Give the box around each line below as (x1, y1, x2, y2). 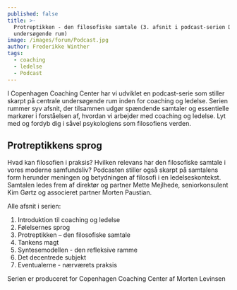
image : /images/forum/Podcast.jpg (7, 37, 109, 44)
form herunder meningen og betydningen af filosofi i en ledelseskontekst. (7, 173, 221, 182)
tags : (7, 50, 23, 57)
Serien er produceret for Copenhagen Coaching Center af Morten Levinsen (7, 274, 226, 283)
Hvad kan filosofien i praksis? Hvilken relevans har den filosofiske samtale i (7, 158, 226, 167)
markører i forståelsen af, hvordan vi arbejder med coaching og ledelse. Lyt (7, 111, 226, 120)
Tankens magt (17, 238, 59, 247)
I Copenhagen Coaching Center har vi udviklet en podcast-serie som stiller (7, 89, 225, 98)
